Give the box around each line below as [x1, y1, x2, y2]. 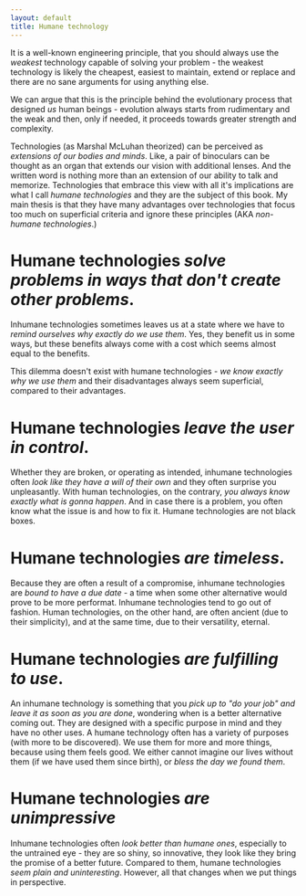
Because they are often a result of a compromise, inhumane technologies [10, 577, 286, 589]
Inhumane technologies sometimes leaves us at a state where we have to [10, 319, 285, 330]
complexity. [10, 122, 54, 133]
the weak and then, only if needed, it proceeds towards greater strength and [10, 113, 297, 124]
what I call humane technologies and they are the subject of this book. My [10, 189, 289, 200]
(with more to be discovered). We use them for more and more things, [10, 737, 272, 748]
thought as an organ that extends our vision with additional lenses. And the [10, 160, 291, 171]
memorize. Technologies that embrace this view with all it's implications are [10, 179, 294, 190]
